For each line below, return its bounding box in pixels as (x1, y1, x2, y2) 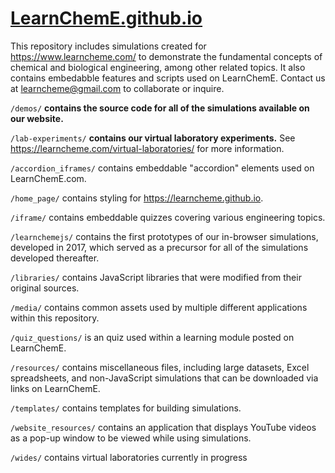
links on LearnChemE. (10, 382, 101, 394)
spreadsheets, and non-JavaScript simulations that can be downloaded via (10, 372, 319, 384)
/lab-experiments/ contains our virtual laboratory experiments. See (10, 132, 296, 144)
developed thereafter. (10, 252, 100, 264)
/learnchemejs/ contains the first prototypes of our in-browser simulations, (10, 230, 319, 242)
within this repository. (10, 312, 100, 324)
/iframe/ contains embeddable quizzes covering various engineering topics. (10, 211, 326, 223)
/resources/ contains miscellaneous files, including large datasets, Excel (10, 361, 310, 373)
